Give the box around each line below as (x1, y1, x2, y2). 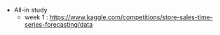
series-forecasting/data (24, 21, 93, 28)
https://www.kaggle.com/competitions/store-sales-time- (49, 13, 214, 21)
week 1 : (24, 13, 48, 21)
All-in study (13, 6, 48, 14)
